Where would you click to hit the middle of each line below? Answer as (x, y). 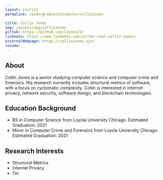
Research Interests (34, 151)
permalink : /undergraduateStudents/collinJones (54, 14)
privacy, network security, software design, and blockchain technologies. (79, 93)
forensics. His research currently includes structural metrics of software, (78, 82)
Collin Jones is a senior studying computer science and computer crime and (82, 77)
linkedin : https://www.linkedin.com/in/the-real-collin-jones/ (71, 37)
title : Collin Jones (26, 23)
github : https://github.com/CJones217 (44, 32)
